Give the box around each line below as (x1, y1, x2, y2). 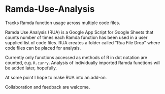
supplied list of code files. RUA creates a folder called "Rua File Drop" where (5, 39, 160, 45)
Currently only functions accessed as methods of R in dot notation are (5, 54, 148, 60)
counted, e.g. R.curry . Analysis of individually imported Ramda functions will (5, 60, 161, 65)
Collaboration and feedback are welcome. (5, 84, 90, 90)
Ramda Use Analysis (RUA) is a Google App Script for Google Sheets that (5, 29, 154, 35)
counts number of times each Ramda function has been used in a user (5, 34, 148, 40)
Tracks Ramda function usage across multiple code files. (5, 20, 121, 26)
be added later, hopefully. (5, 65, 57, 71)
